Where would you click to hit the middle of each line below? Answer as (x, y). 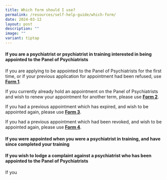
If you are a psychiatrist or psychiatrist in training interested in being (79, 54)
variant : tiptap (22, 38)
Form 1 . (13, 82)
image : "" (16, 33)
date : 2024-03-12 (23, 19)
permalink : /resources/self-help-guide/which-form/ (61, 15)
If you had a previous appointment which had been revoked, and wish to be (83, 122)
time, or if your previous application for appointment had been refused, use (83, 76)
